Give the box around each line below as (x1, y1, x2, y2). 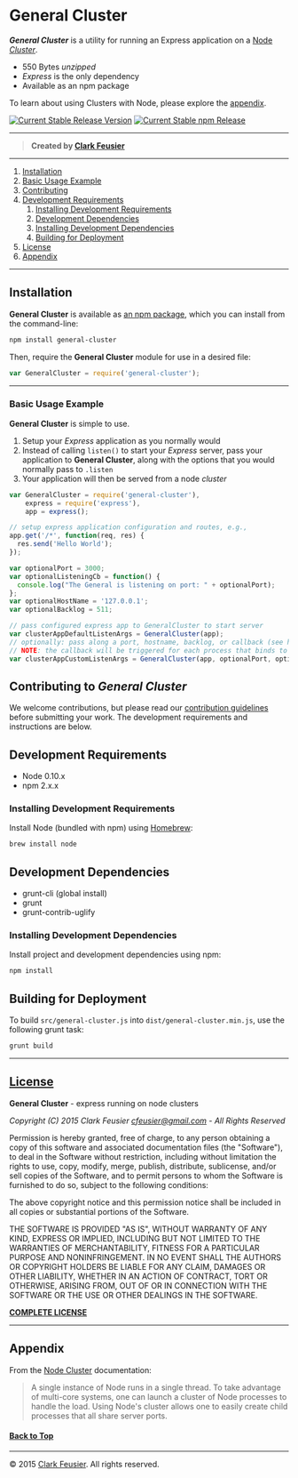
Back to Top (9, 1431, 54, 1442)
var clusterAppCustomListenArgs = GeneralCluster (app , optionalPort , (9, 655, 272, 663)
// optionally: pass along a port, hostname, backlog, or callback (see (9, 638, 284, 647)
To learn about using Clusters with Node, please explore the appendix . (9, 97, 267, 108)
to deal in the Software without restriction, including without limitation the (9, 1151, 277, 1161)
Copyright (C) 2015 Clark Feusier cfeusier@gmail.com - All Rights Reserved (9, 1115, 286, 1126)
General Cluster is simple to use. (9, 418, 130, 429)
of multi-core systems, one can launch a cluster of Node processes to (30, 1391, 287, 1402)
